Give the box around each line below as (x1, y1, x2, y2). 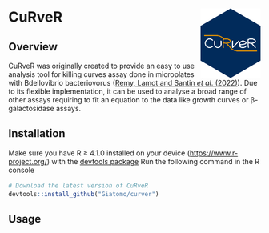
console (8, 165, 35, 175)
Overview (8, 40, 58, 54)
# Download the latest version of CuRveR (8, 181, 149, 190)
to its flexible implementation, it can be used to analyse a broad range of (8, 86, 247, 96)
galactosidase (8, 104, 54, 113)
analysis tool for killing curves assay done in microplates (8, 70, 195, 79)
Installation (8, 127, 66, 140)
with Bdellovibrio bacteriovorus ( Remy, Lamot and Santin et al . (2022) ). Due (8, 78, 258, 87)
